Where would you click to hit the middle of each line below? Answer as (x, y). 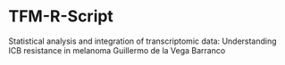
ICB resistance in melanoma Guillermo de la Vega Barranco (117, 50)
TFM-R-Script (61, 16)
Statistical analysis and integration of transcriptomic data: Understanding (143, 41)
